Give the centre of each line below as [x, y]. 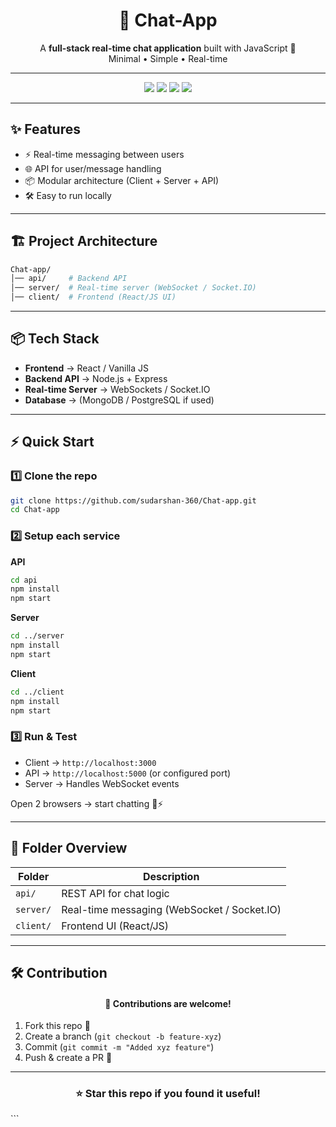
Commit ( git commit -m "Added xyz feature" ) [119, 1047]
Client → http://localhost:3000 [90, 762]
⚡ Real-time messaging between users [104, 154]
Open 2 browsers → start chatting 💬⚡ [87, 803]
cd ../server [37, 636]
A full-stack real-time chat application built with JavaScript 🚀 [168, 48]
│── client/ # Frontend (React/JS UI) [93, 297]
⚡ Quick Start [52, 442]
